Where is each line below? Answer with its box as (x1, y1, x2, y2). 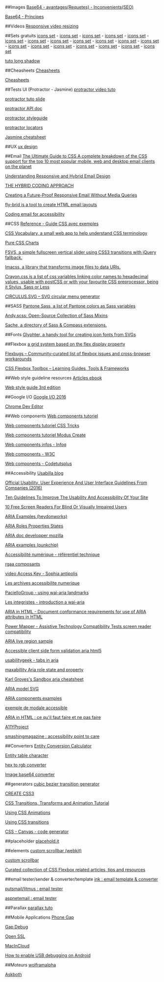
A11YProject (5, 724, 29, 729)
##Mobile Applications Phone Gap (5, 914, 74, 920)
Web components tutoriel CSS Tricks (5, 423, 80, 428)
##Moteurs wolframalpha (5, 962, 56, 968)
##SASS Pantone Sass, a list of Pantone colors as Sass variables (5, 303, 136, 309)
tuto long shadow (5, 58, 40, 63)
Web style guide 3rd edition (5, 384, 61, 390)
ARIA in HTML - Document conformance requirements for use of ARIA (5, 609, 146, 614)
